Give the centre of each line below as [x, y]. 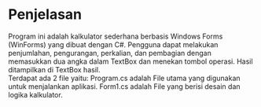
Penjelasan [45, 15]
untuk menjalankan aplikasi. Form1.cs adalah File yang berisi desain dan [125, 86]
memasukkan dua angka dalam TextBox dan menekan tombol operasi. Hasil [130, 61]
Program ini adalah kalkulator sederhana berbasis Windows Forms [116, 36]
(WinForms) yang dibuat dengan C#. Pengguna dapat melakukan [113, 44]
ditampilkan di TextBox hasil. [54, 69]
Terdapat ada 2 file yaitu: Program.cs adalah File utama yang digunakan [125, 78]
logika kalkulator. [35, 94]
